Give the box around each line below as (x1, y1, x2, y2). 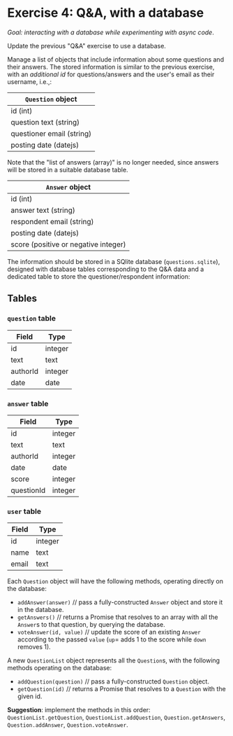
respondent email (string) (10, 216, 94, 226)
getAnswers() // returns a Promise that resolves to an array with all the (17, 613, 218, 621)
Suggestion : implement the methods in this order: (7, 706, 151, 714)
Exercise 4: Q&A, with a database (7, 5, 204, 21)
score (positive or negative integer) (10, 239, 126, 249)
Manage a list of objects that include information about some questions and (7, 55, 225, 64)
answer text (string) (10, 205, 75, 215)
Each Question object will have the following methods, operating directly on (7, 577, 223, 585)
